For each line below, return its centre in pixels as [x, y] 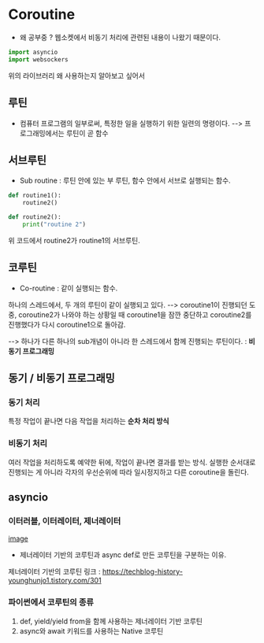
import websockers [38, 59]
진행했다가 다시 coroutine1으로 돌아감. [67, 324]
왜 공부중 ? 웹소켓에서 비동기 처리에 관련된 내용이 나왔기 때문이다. [120, 37]
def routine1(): [35, 196]
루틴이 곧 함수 [87, 133]
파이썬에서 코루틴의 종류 [51, 602]
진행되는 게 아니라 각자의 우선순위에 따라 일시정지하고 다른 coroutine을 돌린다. [129, 472]
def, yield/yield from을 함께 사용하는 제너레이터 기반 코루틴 [111, 621]
